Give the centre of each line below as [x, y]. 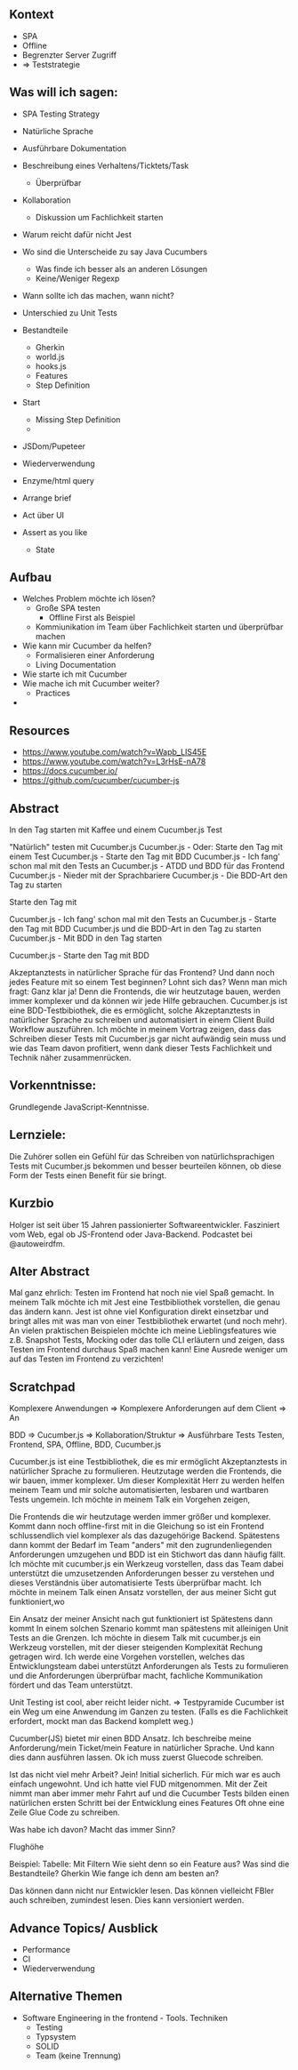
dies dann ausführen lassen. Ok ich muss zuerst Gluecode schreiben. [137, 1757]
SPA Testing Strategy [61, 114]
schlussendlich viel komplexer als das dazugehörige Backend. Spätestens [145, 1536]
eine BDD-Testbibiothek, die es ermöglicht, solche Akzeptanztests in [135, 1011]
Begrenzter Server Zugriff [69, 55]
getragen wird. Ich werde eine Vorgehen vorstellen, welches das [127, 1657]
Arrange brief [47, 498]
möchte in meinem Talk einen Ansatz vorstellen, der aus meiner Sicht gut [143, 1593]
